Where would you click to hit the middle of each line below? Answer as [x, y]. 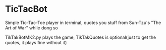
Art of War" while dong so [32, 27]
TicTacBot [26, 9]
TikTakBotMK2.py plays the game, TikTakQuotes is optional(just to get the [81, 37]
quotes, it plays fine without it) [36, 42]
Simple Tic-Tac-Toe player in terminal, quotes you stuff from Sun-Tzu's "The [83, 23]
